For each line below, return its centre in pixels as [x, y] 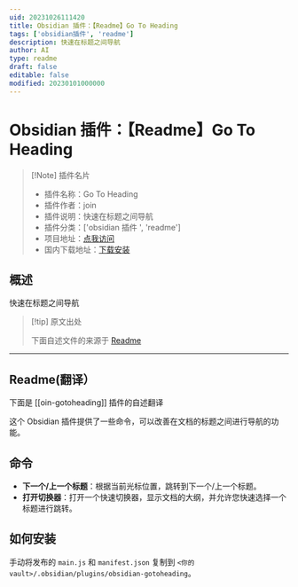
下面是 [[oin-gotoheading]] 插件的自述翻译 [86, 403]
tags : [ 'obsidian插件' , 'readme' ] [72, 34]
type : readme [33, 59]
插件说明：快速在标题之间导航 [98, 216]
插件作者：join [71, 205]
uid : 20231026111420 [47, 17]
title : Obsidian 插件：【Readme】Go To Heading [94, 26]
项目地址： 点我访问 [79, 238]
